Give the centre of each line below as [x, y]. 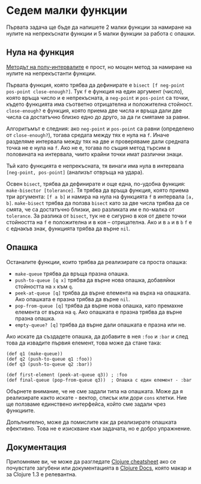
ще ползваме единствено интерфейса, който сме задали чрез [86, 404]
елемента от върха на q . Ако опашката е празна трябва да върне [98, 312]
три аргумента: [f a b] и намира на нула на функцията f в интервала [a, [100, 197]
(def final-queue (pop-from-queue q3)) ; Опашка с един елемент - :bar [99, 380]
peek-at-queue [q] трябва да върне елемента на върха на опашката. [103, 293]
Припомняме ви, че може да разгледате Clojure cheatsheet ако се [91, 462]
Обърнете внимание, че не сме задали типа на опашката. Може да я [94, 391]
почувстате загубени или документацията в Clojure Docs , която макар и [99, 468]
